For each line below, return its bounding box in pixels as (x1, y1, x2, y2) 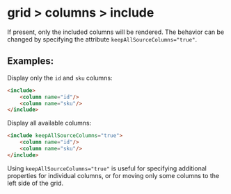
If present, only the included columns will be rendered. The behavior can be (7, 28, 225, 36)
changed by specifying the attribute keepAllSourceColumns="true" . (7, 35, 198, 43)
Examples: (7, 55, 54, 67)
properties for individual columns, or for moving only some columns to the (7, 171, 220, 179)
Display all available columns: (7, 119, 92, 127)
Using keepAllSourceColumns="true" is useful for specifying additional (7, 164, 207, 173)
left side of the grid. (7, 179, 64, 187)
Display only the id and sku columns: (7, 73, 113, 82)
